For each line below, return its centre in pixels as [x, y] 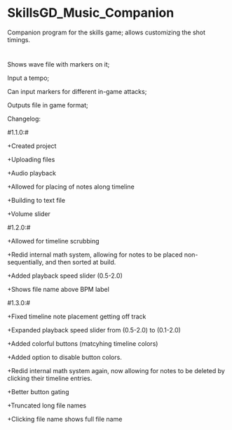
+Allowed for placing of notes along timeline [71, 187]
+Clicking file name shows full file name [65, 419]
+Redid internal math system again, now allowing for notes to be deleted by [116, 371]
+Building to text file [36, 201]
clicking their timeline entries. [50, 378]
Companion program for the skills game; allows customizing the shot [106, 32]
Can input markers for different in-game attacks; [77, 92]
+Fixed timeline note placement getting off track [77, 316]
